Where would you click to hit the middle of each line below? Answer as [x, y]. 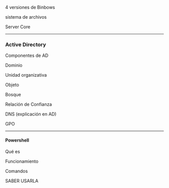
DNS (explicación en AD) [31, 114]
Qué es [13, 151]
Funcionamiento [22, 161]
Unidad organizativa [26, 75]
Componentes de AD [27, 55]
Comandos [17, 171]
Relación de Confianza [29, 104]
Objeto [12, 85]
